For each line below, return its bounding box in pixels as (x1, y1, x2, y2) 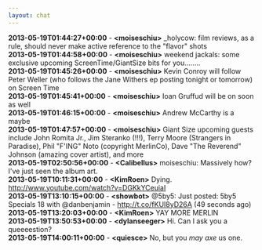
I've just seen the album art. (8, 166, 98, 176)
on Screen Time (8, 83, 60, 92)
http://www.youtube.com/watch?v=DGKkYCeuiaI (8, 183, 166, 192)
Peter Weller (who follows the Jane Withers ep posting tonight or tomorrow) (8, 74, 253, 84)
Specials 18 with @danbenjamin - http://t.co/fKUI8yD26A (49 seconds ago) (8, 199, 252, 208)
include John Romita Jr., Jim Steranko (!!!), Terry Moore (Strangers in (8, 132, 231, 142)
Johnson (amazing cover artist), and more (8, 150, 144, 159)
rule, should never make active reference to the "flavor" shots (8, 41, 208, 51)
